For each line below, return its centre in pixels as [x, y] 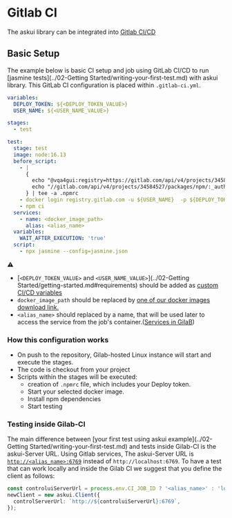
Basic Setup [33, 54]
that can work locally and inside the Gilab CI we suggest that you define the [115, 469]
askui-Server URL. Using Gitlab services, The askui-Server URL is [101, 454]
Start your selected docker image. [76, 391]
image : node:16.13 [40, 155]
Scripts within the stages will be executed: [77, 377]
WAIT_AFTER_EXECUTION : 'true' [63, 239]
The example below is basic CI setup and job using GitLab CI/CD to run [108, 70]
